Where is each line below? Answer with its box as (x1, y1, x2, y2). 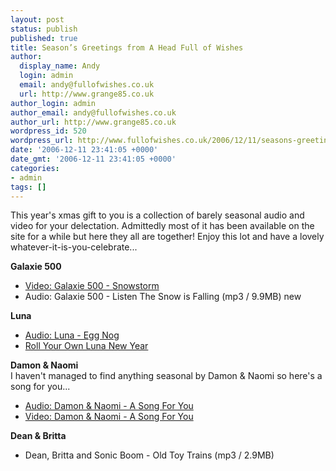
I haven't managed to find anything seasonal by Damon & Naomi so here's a (10, 370, 323, 382)
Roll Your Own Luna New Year (24, 340, 149, 352)
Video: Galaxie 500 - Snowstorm (24, 280, 160, 292)
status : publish (10, 24, 78, 34)
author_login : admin (10, 98, 97, 108)
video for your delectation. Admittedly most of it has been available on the (10, 220, 315, 232)
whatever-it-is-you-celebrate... (10, 241, 138, 253)
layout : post (10, 14, 65, 25)
